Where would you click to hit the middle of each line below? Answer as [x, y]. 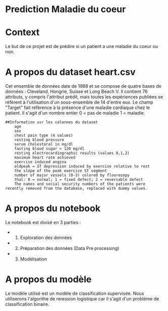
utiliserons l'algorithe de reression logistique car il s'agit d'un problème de [82, 298]
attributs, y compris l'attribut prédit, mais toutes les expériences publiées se [84, 97]
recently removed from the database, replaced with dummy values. [76, 189]
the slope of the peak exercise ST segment [61, 171]
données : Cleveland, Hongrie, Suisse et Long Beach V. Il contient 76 [76, 91]
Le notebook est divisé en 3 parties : [43, 222]
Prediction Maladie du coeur [66, 9]
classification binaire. [27, 304]
